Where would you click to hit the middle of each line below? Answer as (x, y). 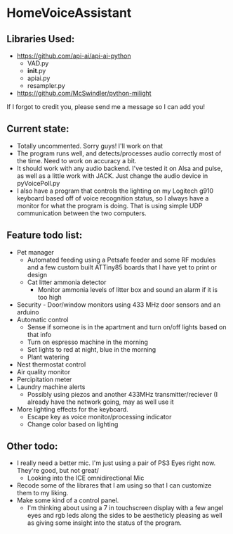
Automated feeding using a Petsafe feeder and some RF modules (121, 260)
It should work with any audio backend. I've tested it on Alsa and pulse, (119, 168)
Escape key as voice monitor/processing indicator (99, 417)
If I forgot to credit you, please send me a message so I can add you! (106, 107)
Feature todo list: (45, 235)
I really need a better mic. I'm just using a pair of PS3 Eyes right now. (116, 463)
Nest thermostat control (51, 364)
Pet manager (35, 252)
